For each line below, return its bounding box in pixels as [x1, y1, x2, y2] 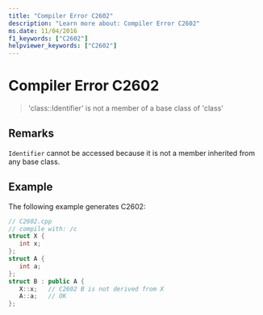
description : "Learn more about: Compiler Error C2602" [8, 19, 200, 27]
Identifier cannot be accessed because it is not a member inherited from [8, 148, 256, 157]
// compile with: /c [8, 225, 78, 233]
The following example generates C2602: [8, 201, 146, 211]
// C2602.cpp [8, 217, 52, 225]
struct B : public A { [8, 277, 85, 285]
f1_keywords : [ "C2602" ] [8, 34, 89, 43]
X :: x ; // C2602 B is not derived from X [19, 284, 164, 293]
